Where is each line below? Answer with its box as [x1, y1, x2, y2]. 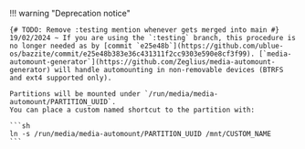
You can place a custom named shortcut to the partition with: [9, 105, 256, 114]
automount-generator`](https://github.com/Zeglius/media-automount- [9, 58, 276, 67]
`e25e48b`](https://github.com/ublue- [135, 41, 284, 50]
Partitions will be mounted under [9, 90, 142, 99]
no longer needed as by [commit [9, 41, 132, 50]
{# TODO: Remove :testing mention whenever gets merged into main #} [9, 26, 280, 35]
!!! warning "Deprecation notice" [9, 8, 131, 18]
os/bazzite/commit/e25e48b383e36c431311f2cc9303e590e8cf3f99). [9, 49, 256, 59]
